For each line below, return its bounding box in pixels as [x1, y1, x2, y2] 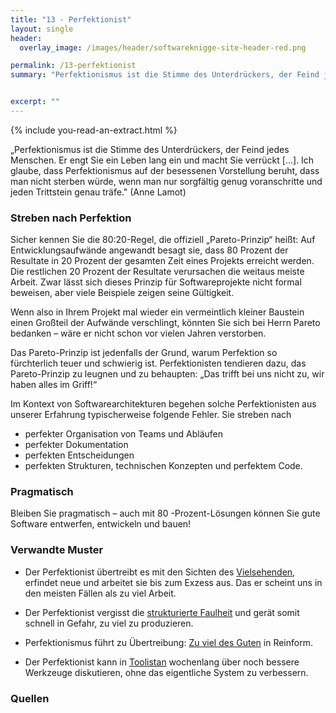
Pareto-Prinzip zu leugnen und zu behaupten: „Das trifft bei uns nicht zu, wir [10, 368, 325, 380]
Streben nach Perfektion [10, 211, 132, 225]
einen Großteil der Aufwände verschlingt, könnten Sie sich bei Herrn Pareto [10, 317, 321, 329]
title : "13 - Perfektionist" [10, 14, 132, 25]
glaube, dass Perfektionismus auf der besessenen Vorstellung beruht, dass [10, 164, 320, 176]
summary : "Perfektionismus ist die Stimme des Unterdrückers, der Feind [10, 70, 320, 80]
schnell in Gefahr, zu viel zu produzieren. [24, 617, 194, 629]
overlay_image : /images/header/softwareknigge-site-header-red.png [19, 42, 307, 53]
